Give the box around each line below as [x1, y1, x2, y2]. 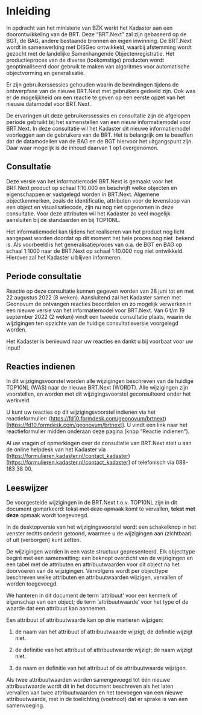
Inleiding [6, 4, 51, 18]
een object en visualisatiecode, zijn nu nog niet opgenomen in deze [6, 203, 174, 211]
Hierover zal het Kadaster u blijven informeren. [6, 253, 122, 261]
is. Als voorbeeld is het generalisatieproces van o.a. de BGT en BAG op [6, 241, 183, 248]
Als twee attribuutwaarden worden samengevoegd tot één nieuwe [6, 676, 171, 684]
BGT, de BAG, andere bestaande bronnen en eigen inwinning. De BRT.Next [6, 37, 192, 44]
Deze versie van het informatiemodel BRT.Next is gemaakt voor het [6, 177, 173, 185]
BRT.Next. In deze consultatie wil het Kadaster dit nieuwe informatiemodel [6, 125, 191, 132]
